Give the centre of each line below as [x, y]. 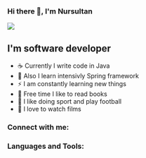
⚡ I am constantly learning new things [72, 84]
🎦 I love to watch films [49, 109]
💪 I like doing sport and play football [69, 102]
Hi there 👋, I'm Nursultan [50, 11]
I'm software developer [59, 48]
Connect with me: [38, 128]
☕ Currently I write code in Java [64, 66]
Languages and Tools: [46, 146]
